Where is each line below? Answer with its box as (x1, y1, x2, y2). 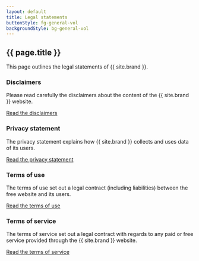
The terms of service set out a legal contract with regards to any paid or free (6, 231, 194, 238)
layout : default (6, 8, 46, 15)
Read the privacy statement (6, 156, 74, 163)
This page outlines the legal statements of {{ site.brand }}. (6, 63, 149, 70)
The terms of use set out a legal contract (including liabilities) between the (6, 184, 188, 191)
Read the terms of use (6, 202, 61, 209)
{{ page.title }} (6, 47, 61, 57)
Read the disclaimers (6, 110, 58, 117)
